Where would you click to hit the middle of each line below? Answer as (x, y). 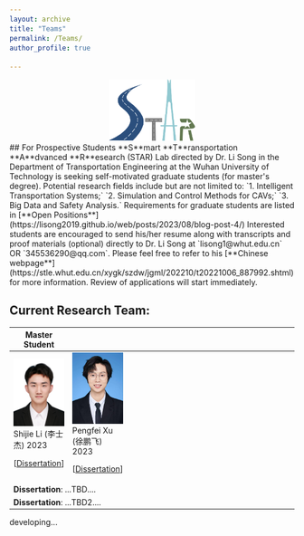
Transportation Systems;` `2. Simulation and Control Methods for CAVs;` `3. (149, 196)
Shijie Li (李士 (38, 434)
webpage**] (33, 263)
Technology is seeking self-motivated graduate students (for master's (139, 176)
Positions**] (76, 215)
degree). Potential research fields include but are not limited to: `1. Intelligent (152, 186)
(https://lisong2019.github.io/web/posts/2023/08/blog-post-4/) (128, 224)
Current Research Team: (80, 310)
